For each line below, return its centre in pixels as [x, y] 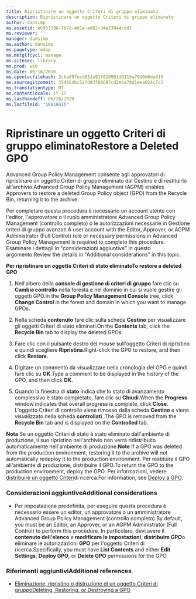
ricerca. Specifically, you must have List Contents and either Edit [92, 549]
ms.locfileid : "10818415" [37, 104]
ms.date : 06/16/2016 [31, 72]
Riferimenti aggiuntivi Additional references [69, 571]
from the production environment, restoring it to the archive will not [87, 453]
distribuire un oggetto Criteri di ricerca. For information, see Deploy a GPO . [94, 478]
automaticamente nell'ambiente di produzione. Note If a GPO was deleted [94, 446]
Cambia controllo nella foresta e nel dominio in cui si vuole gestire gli [98, 290]
